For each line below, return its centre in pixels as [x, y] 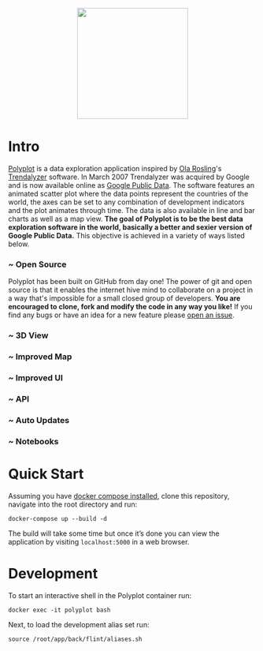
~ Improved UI [35, 378]
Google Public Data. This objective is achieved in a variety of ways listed [127, 235]
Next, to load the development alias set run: [79, 624]
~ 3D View [28, 335]
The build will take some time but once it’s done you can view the [114, 533]
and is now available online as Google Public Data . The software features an [131, 185]
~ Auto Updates [39, 420]
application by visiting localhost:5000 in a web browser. [99, 541]
